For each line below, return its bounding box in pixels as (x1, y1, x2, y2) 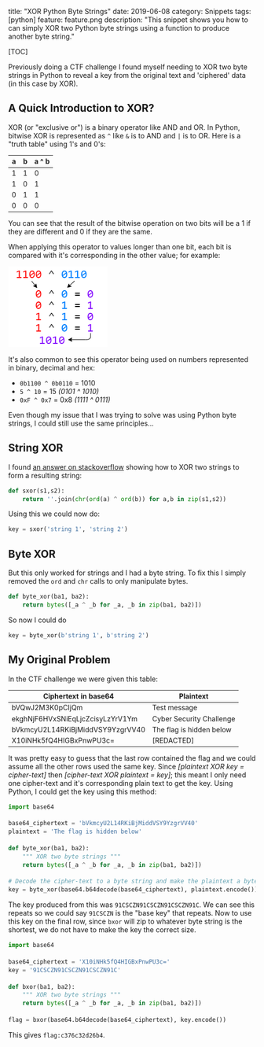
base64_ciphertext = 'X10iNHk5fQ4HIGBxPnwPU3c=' (8, 957, 170, 966)
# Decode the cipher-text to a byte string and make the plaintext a (8, 877, 241, 886)
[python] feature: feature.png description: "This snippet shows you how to (8, 15, 249, 24)
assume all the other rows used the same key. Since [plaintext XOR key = (8, 761, 245, 771)
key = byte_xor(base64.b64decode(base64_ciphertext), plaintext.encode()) (8, 886, 258, 894)
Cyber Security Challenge (152, 713, 236, 723)
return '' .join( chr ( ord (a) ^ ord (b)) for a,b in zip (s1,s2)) (22, 495, 226, 503)
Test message (152, 703, 198, 713)
